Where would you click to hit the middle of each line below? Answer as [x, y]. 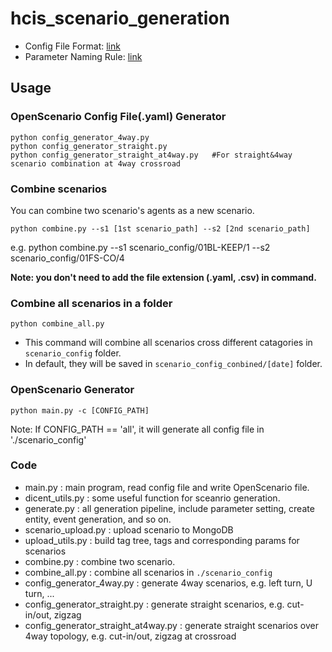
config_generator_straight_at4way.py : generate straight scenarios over [171, 625]
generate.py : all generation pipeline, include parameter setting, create [169, 508]
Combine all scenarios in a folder [91, 303]
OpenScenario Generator [72, 390]
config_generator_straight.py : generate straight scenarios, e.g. [154, 604]
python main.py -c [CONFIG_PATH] [80, 410]
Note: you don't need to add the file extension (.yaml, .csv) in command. [163, 277]
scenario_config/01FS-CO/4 [67, 258]
